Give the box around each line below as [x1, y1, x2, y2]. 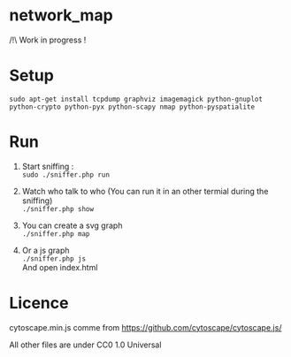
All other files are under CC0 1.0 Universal [9, 339, 162, 350]
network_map [9, 5, 113, 26]
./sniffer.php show [21, 204, 95, 213]
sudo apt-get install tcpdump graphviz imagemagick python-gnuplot [9, 95, 264, 103]
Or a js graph [21, 245, 70, 255]
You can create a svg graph [21, 220, 123, 231]
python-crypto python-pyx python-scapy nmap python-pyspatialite [9, 103, 255, 111]
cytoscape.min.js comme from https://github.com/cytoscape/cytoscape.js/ [9, 322, 282, 332]
